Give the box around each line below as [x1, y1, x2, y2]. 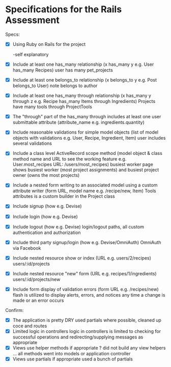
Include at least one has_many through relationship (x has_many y [12, 93, 152, 99]
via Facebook [12, 245, 41, 251]
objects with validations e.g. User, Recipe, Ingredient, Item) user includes [12, 135, 166, 141]
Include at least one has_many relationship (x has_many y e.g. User [12, 61, 154, 67]
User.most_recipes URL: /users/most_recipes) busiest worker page [12, 162, 154, 168]
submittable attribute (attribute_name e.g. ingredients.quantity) [12, 119, 145, 125]
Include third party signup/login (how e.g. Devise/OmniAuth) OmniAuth [12, 239, 161, 245]
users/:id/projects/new [12, 276, 61, 282]
